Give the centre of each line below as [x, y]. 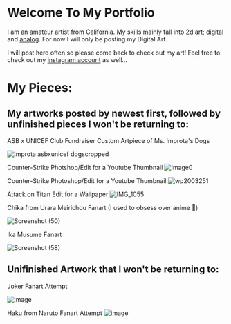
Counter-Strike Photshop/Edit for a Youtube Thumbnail [85, 167]
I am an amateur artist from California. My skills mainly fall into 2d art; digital [115, 32]
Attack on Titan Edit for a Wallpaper [58, 194]
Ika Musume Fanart [35, 234]
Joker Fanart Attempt [37, 286]
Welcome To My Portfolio [81, 13]
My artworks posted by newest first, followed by [114, 113]
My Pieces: [40, 88]
